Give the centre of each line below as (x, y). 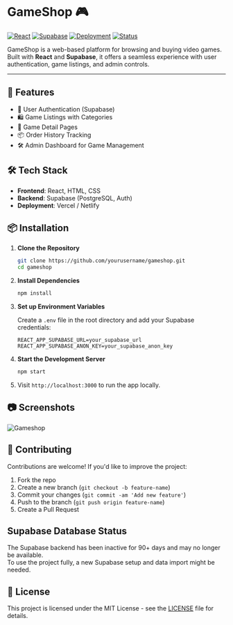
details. (18, 616)
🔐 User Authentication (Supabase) (66, 109)
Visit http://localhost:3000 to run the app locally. (89, 385)
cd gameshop (34, 267)
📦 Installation (38, 228)
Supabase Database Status (67, 531)
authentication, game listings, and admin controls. (78, 64)
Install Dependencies (48, 281)
